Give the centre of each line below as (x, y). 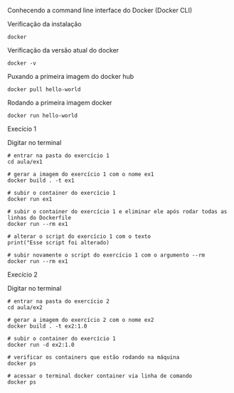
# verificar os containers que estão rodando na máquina (94, 357)
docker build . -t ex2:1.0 (47, 326)
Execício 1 (22, 129)
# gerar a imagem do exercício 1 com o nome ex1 (81, 174)
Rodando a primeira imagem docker (60, 103)
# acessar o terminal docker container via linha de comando (100, 376)
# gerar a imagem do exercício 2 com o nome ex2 (81, 320)
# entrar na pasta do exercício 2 (59, 301)
